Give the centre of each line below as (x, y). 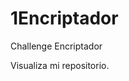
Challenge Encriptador (56, 46)
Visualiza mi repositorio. (60, 65)
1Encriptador (64, 18)
